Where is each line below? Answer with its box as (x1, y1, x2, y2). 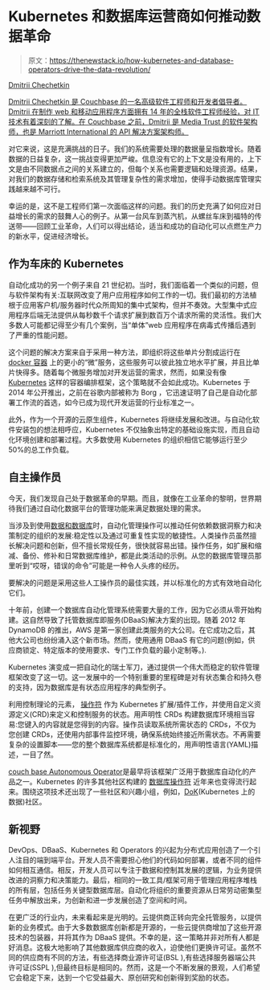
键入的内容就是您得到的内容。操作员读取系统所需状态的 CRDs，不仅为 (24, 719, 256, 729)
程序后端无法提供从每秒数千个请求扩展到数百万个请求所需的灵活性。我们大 (14, 310, 262, 320)
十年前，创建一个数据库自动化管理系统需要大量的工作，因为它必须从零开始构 (8, 604, 262, 615)
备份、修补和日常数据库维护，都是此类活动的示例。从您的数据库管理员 (22, 550, 255, 560)
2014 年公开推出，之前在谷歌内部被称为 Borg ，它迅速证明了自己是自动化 (8, 387, 251, 397)
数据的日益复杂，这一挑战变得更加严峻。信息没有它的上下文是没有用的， (8, 153, 247, 163)
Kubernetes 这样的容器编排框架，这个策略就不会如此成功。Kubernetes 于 (8, 377, 251, 387)
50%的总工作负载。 (8, 444, 74, 454)
